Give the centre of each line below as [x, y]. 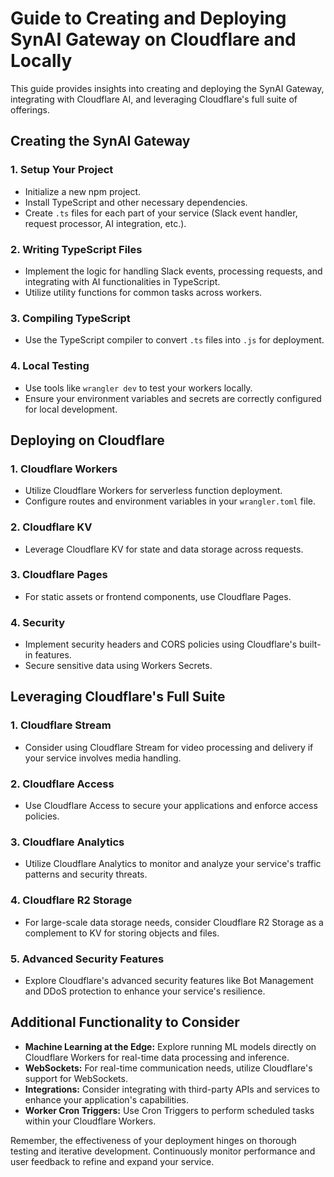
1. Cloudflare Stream [61, 725]
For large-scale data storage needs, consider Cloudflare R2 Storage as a [174, 922]
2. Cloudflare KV [51, 527]
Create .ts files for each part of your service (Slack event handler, [161, 213]
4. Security [37, 622]
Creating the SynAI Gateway [100, 141]
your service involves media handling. [103, 758]
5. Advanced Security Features [87, 959]
